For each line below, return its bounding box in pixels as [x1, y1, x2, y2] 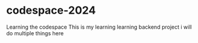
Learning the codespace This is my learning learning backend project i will [6, 23, 192, 30]
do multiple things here [6, 29, 64, 36]
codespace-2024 [6, 4, 96, 17]
